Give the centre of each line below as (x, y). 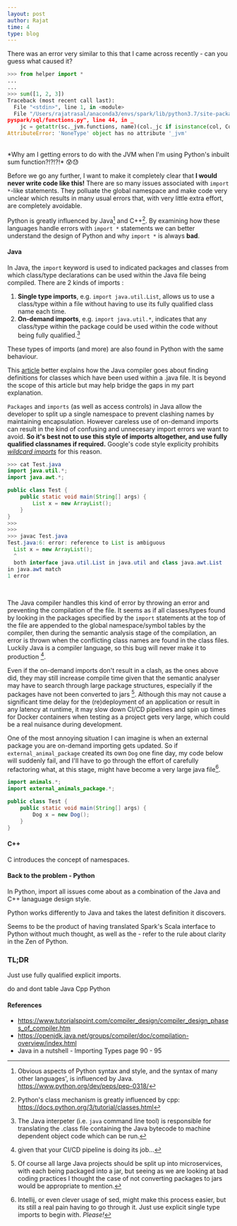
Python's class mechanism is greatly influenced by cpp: (98, 1100)
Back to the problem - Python (51, 876)
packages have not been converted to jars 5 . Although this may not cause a (117, 694)
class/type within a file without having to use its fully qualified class (115, 303)
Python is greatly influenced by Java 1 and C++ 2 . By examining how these (114, 220)
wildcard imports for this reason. (55, 451)
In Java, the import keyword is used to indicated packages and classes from (118, 267)
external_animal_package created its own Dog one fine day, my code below (115, 753)
